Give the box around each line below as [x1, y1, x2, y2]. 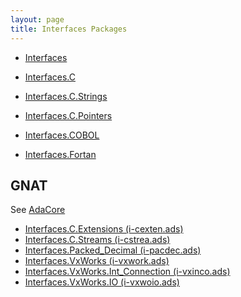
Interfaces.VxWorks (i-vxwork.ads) [24, 255, 170, 267]
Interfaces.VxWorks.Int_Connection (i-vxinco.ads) [24, 266, 231, 278]
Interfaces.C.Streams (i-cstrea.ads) [24, 234, 171, 246]
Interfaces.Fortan [24, 148, 97, 160]
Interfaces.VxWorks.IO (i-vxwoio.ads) [24, 276, 180, 288]
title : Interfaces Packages [10, 24, 128, 34]
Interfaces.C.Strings [24, 90, 108, 102]
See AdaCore [10, 204, 66, 216]
